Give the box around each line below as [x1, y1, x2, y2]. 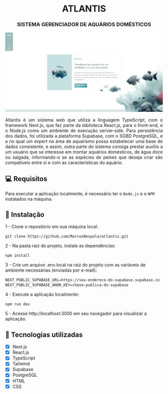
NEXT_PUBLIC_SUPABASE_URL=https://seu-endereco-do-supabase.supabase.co [5, 278, 160, 283]
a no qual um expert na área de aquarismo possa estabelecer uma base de [5, 138, 163, 144]
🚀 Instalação [5, 210, 44, 219]
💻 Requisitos [5, 175, 47, 183]
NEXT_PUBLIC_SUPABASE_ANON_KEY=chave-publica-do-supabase [5, 283, 128, 288]
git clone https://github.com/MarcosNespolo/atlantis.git [5, 234, 128, 239]
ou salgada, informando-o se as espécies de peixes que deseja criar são [5, 154, 163, 160]
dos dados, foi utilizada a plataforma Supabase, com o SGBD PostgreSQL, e [5, 133, 163, 139]
